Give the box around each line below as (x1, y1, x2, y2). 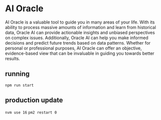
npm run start (5, 83, 34, 88)
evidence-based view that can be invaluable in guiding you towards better (5, 50, 155, 56)
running (5, 70, 30, 78)
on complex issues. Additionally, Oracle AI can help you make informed (5, 35, 148, 41)
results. (5, 55, 21, 61)
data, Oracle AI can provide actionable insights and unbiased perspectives (5, 29, 155, 35)
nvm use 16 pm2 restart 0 (5, 110, 57, 115)
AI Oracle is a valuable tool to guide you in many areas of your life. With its (5, 19, 155, 25)
